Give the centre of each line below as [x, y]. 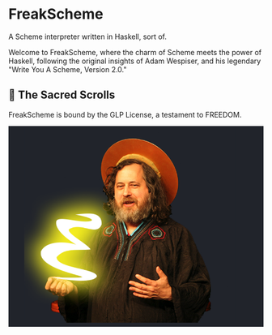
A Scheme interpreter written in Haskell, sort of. [88, 37]
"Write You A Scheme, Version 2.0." [68, 69]
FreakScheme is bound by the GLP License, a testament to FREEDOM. [125, 114]
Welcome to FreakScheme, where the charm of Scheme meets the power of [135, 52]
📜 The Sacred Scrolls [62, 95]
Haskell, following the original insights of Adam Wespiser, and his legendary [135, 61]
